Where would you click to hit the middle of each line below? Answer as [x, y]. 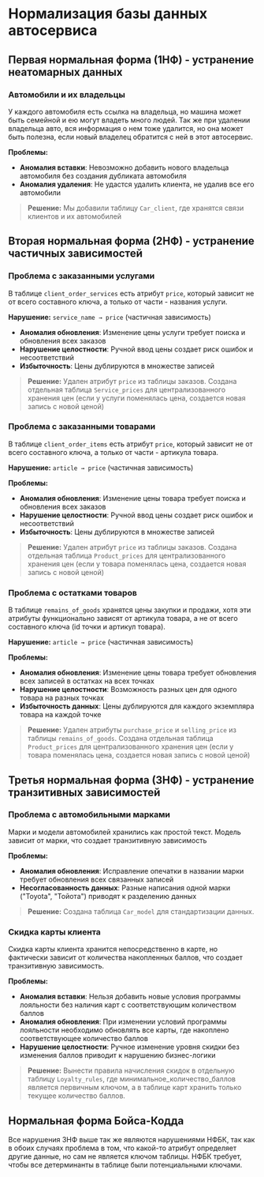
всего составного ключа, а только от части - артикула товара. [113, 452]
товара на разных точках [62, 698]
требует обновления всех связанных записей [97, 879]
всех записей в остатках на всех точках [87, 681]
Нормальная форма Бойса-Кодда [96, 1121]
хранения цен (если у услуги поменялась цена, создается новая [136, 398]
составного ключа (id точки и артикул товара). [87, 627]
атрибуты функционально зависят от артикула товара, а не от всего [123, 619]
